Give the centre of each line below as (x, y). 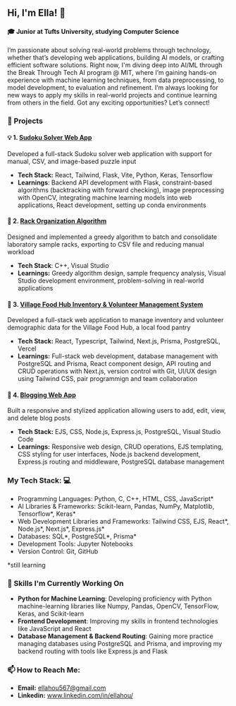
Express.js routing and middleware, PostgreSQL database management (121, 462)
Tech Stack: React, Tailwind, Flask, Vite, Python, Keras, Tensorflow (115, 175)
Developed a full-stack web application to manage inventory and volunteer (116, 320)
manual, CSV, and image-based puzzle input (72, 161)
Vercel (27, 349)
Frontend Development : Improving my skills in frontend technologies (118, 621)
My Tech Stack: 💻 (39, 481)
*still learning (26, 565)
